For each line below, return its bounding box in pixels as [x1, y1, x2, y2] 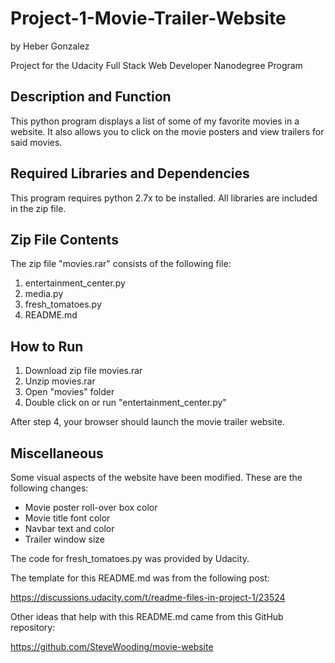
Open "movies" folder [24, 386, 115, 398]
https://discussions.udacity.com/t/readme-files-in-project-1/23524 [10, 592, 286, 603]
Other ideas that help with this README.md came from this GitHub [10, 611, 284, 622]
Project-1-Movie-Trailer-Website [10, 7, 287, 30]
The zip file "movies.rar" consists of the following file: [10, 258, 232, 270]
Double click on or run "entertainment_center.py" [24, 397, 227, 409]
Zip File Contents [10, 231, 119, 248]
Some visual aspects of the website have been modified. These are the [10, 472, 303, 483]
